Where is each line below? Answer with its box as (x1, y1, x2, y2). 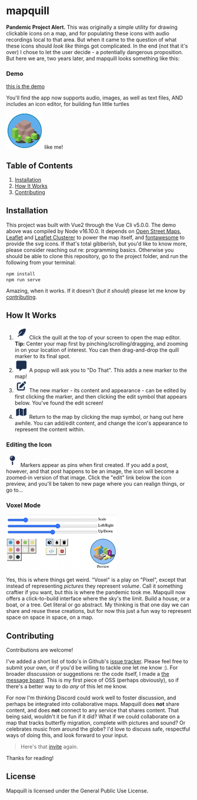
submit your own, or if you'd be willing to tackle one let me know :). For (6, 664, 178, 671)
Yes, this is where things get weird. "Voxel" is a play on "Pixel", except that (6, 576, 186, 584)
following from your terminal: (6, 259, 76, 266)
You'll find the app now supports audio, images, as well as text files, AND (6, 94, 183, 101)
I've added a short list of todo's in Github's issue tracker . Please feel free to (6, 658, 188, 665)
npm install (6, 271, 35, 277)
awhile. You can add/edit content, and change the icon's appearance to (14, 419, 188, 426)
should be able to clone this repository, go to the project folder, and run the (6, 252, 188, 259)
